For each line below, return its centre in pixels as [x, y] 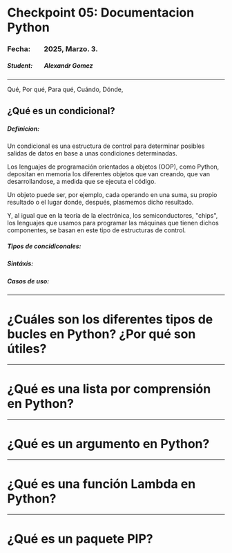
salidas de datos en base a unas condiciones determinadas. [92, 153]
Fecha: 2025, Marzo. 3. [52, 49]
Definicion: [23, 129]
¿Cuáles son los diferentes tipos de [110, 320]
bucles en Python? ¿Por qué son [101, 334]
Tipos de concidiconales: [44, 246]
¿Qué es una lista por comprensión [109, 389]
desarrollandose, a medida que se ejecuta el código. [82, 182]
